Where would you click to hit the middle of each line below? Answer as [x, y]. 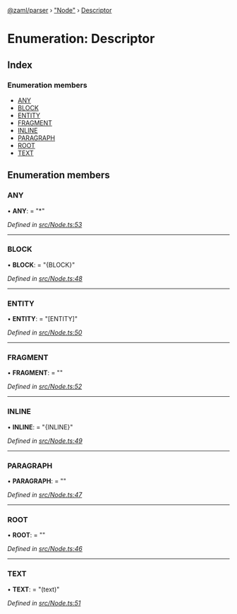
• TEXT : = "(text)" [34, 589]
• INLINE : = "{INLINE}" [40, 427]
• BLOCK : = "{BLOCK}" [41, 265]
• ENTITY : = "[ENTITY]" [42, 319]
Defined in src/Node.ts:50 [45, 332]
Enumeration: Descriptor [81, 39]
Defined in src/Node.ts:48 [45, 278]
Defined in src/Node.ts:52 [45, 387]
